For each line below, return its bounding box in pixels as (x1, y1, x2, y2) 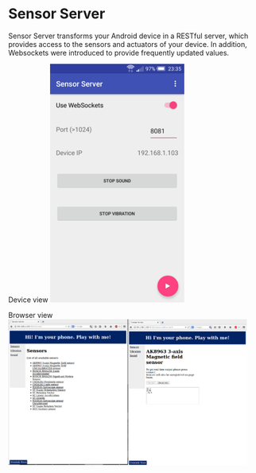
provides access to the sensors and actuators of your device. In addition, (8, 39, 248, 48)
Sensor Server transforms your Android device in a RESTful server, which (8, 31, 249, 41)
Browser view (8, 310, 53, 320)
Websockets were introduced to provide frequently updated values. (8, 48, 229, 57)
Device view (8, 295, 48, 304)
